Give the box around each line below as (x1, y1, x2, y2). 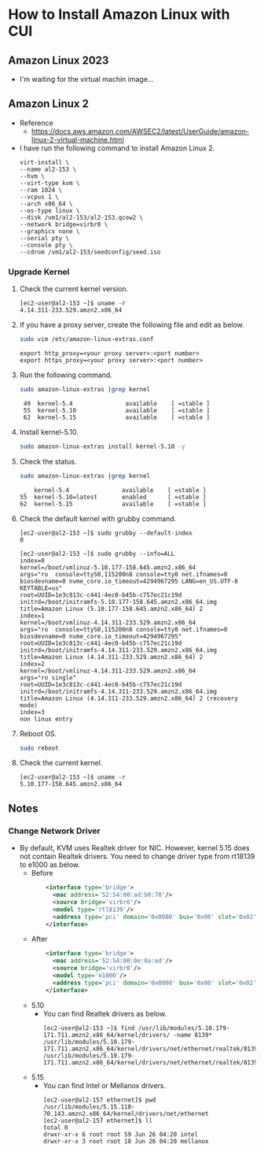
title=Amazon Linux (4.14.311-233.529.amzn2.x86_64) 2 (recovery (19, 695, 238, 702)
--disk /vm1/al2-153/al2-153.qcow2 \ (19, 213, 144, 221)
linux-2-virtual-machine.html (31, 135, 124, 144)
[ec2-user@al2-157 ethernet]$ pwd (42, 1096, 156, 1104)
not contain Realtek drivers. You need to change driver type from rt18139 (19, 852, 255, 861)
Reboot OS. (19, 728, 57, 738)
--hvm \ (19, 172, 45, 180)
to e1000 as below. (19, 860, 81, 869)
